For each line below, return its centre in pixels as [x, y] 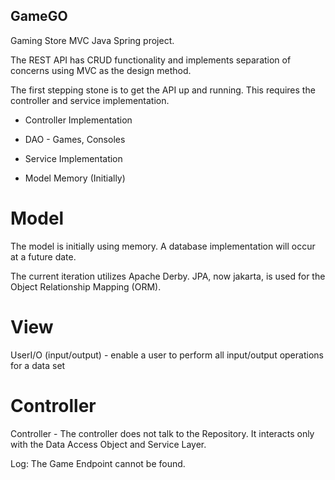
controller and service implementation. [90, 100]
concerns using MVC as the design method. [101, 70]
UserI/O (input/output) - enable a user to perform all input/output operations [167, 355]
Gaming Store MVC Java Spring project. [92, 40]
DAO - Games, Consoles [75, 139]
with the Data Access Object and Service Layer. [108, 444]
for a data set [38, 365]
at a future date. [43, 256]
